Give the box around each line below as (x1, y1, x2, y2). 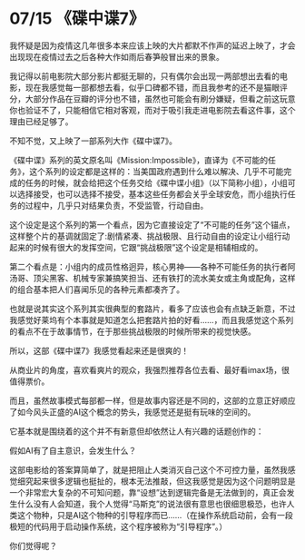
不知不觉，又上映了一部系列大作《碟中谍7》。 (9, 135, 177, 146)
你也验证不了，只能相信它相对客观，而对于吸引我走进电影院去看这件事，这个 (9, 104, 296, 115)
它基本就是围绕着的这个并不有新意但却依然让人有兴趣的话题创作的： (9, 426, 264, 437)
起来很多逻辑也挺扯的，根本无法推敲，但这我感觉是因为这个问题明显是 (33, 476, 296, 486)
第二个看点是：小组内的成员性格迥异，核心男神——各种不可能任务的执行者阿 (9, 260, 296, 272)
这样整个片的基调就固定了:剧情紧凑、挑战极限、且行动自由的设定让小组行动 (9, 231, 290, 241)
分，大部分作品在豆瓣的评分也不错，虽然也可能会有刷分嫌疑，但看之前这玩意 (9, 93, 296, 104)
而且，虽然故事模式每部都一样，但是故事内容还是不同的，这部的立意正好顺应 (9, 395, 296, 406)
